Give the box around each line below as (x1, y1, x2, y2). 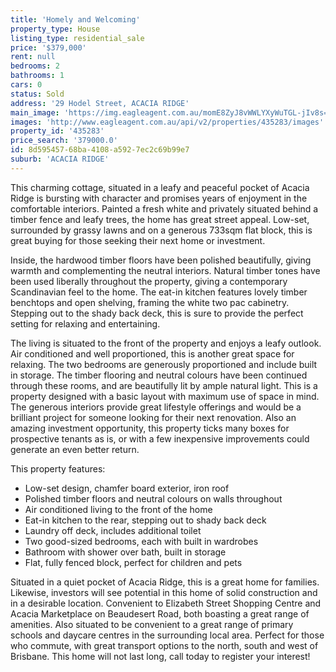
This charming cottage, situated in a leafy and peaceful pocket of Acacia (10, 181, 310, 193)
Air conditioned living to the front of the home (24, 503, 213, 515)
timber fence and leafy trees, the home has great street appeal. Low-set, (10, 213, 310, 225)
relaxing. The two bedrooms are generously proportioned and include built (10, 358, 318, 370)
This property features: (10, 462, 106, 475)
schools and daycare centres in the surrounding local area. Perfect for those (10, 629, 325, 641)
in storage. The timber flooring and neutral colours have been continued (10, 369, 308, 381)
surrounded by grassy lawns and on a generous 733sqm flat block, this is (10, 224, 313, 236)
